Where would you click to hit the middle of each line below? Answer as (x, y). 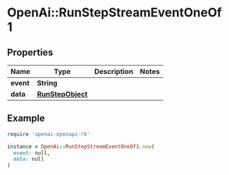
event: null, (32, 153)
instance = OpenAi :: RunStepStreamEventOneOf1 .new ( (81, 146)
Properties (30, 52)
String (47, 83)
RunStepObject (62, 94)
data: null (29, 159)
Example (26, 119)
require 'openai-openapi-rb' (49, 134)
